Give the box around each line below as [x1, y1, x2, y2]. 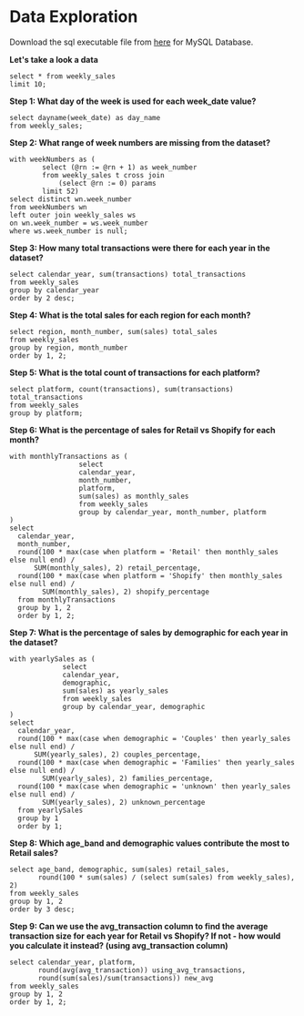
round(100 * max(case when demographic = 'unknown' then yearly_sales [17, 781, 291, 791]
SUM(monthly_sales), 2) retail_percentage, [33, 563, 202, 573]
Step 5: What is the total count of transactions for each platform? [9, 367, 261, 378]
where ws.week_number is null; [9, 226, 128, 236]
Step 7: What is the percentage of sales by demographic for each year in [9, 626, 289, 638]
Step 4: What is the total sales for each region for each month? [9, 310, 251, 320]
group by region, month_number [9, 343, 128, 352]
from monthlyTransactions [17, 594, 117, 605]
